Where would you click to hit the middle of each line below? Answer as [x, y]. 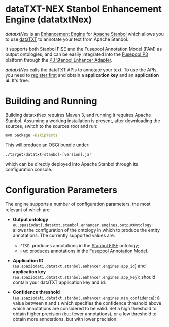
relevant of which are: [28, 210]
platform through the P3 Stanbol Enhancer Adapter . [59, 60]
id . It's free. [17, 80]
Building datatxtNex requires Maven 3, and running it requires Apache [78, 115]
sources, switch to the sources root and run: [52, 126]
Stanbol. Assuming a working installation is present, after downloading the [83, 121]
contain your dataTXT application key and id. [59, 282]
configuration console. [29, 169]
